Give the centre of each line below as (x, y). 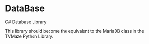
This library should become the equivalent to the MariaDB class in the (74, 31)
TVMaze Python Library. (29, 36)
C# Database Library (26, 22)
